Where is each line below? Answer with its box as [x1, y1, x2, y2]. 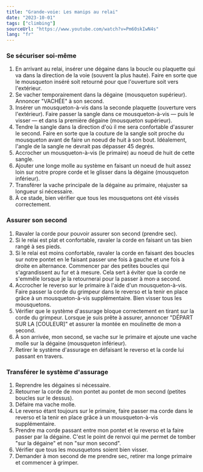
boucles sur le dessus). [15, 394, 74, 402]
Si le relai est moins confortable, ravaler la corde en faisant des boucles [15, 249, 194, 256]
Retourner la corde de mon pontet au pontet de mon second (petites [15, 388, 187, 395]
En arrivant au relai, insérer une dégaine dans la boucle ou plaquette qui [15, 65, 196, 73]
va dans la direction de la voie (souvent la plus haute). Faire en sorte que [15, 72, 198, 79]
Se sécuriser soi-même [6, 52, 77, 60]
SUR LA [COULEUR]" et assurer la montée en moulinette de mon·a [15, 320, 181, 327]
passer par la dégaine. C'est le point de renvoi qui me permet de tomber [15, 433, 196, 440]
